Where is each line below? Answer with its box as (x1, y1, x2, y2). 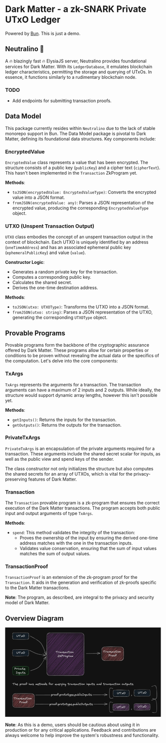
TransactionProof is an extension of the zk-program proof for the (5, 574, 137, 580)
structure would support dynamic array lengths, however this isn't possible (5, 392, 158, 398)
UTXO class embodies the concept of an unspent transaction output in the (5, 234, 153, 240)
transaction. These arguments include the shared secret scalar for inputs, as (5, 450, 161, 457)
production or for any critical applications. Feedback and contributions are (5, 727, 157, 733)
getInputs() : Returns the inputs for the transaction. (12, 417, 117, 423)
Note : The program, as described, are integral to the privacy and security (5, 594, 154, 601)
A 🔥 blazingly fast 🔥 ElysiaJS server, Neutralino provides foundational (5, 58, 147, 64)
